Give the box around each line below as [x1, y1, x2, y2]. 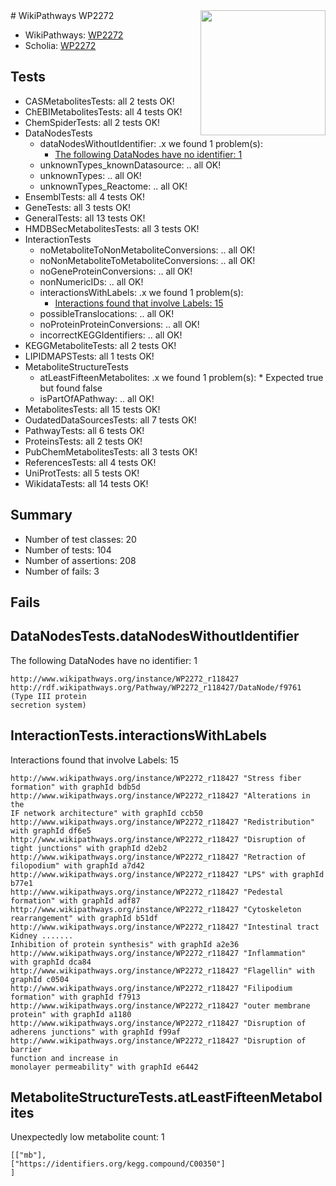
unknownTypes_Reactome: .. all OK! [39, 180, 188, 192]
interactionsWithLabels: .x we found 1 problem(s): [39, 286, 244, 298]
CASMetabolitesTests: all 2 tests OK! [24, 95, 175, 107]
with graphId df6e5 [10, 825, 92, 836]
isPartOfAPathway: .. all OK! [39, 392, 155, 404]
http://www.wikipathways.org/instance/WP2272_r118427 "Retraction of [10, 852, 307, 862]
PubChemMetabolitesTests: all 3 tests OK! [24, 445, 198, 458]
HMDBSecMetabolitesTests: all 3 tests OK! [24, 222, 200, 234]
